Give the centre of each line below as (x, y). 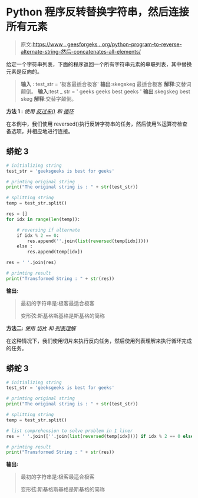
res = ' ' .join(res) (32, 263)
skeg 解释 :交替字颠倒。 (49, 98)
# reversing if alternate (49, 230)
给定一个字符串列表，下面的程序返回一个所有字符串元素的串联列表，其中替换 (99, 64)
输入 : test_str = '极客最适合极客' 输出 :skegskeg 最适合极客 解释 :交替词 (106, 84)
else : (25, 246)
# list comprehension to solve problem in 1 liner (70, 431)
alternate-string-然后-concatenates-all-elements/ (81, 51)
